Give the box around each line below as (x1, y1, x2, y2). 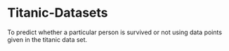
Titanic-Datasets (7, 5, 108, 21)
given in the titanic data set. (7, 35, 88, 43)
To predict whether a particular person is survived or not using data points (7, 28, 223, 36)
